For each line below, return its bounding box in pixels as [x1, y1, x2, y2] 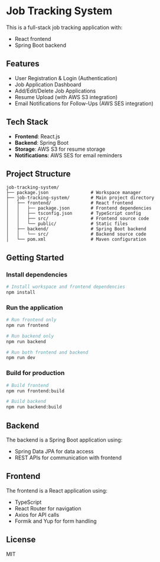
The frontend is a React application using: [6, 487, 107, 494]
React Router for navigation [14, 504, 81, 512]
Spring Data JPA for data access [14, 447, 94, 455]
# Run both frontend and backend [6, 349, 89, 355]
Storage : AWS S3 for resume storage [14, 145, 106, 153]
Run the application [6, 303, 63, 312]
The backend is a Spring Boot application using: [6, 436, 123, 443]
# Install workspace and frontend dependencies [6, 284, 126, 290]
